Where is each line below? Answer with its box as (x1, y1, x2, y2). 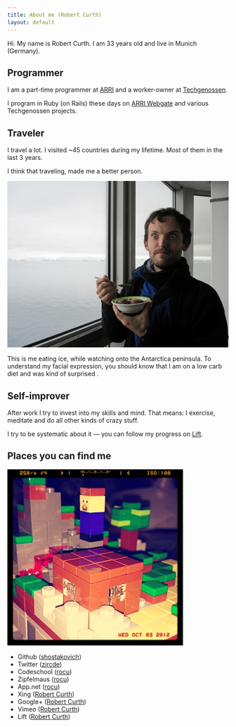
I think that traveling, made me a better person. (7, 167, 143, 175)
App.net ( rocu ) (17, 682, 60, 690)
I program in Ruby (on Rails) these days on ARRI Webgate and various (7, 99, 209, 108)
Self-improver (7, 390, 70, 402)
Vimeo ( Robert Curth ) (17, 704, 80, 713)
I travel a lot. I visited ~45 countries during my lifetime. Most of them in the (7, 146, 223, 154)
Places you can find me (7, 450, 112, 462)
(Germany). (7, 46, 41, 55)
